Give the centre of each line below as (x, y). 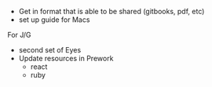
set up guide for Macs (54, 20)
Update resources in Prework (66, 58)
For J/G (20, 35)
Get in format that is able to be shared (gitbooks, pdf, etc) (111, 11)
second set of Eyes (50, 50)
